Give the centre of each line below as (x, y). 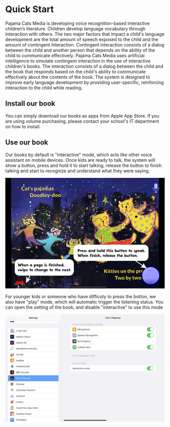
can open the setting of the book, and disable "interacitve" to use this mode (84, 307)
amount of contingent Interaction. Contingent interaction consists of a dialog (85, 44)
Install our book (30, 104)
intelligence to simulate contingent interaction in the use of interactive (78, 61)
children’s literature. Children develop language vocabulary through (75, 28)
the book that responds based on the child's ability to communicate (75, 71)
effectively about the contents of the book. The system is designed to (78, 77)
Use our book (27, 143)
